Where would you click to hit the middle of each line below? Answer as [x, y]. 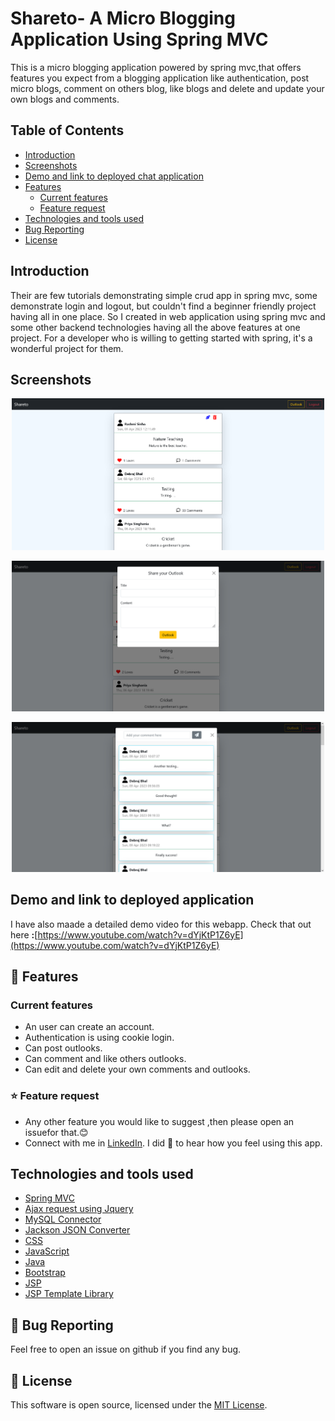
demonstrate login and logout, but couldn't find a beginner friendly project [163, 306]
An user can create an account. [89, 1027]
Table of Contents [67, 130]
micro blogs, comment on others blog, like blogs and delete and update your [167, 88]
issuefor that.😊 [56, 1132]
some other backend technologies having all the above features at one [155, 327]
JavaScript [47, 1251]
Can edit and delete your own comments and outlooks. [137, 1069]
